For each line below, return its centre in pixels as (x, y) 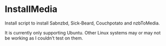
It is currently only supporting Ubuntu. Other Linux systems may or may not (83, 32)
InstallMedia (31, 9)
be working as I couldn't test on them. (44, 38)
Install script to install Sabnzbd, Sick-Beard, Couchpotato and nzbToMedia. (82, 23)
